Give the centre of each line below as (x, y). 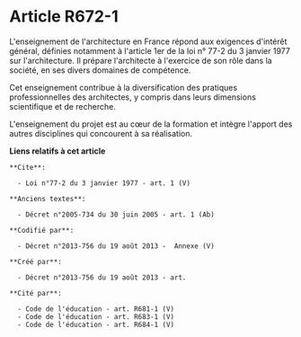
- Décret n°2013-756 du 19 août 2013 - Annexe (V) (116, 246)
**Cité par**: (36, 293)
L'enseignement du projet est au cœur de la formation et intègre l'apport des (151, 124)
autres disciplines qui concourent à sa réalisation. (101, 133)
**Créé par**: (36, 262)
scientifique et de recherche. (63, 106)
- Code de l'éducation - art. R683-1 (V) (96, 316)
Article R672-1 (64, 17)
